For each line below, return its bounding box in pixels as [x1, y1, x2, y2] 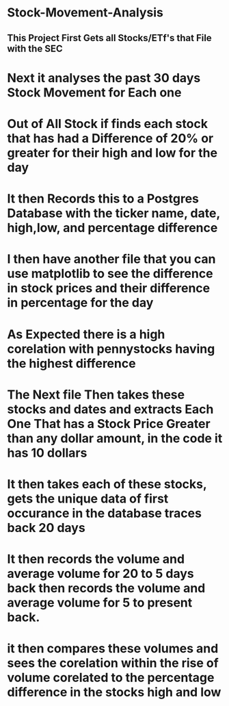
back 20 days [7, 520, 85, 535]
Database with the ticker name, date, [7, 205, 220, 221]
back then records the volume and [7, 581, 206, 596]
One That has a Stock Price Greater [7, 416, 211, 431]
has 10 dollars [7, 445, 87, 460]
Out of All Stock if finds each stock [7, 116, 208, 131]
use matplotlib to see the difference [7, 266, 213, 281]
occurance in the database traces [7, 505, 202, 521]
